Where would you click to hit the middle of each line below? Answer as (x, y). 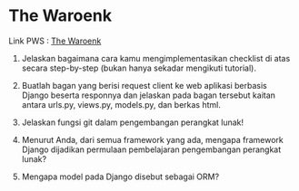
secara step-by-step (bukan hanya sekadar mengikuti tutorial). (139, 68)
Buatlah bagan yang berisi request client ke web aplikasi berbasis (144, 85)
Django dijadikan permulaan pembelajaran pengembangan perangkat (151, 149)
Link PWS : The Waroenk (55, 41)
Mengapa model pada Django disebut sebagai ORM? (120, 177)
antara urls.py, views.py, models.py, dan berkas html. (121, 104)
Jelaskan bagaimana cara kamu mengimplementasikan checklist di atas (156, 58)
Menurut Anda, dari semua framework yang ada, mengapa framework (152, 139)
